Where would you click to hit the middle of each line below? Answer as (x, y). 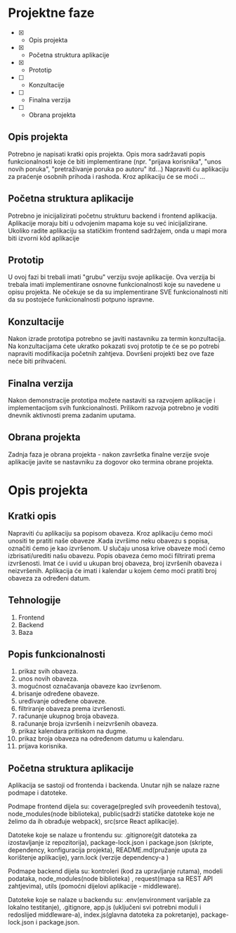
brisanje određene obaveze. (59, 694)
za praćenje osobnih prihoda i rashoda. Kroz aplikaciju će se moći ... (107, 176)
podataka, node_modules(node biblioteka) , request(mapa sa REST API (111, 879)
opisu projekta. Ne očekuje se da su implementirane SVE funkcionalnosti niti (118, 292)
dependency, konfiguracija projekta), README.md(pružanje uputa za (107, 850)
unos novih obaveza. (48, 679)
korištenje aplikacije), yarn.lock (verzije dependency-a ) (88, 858)
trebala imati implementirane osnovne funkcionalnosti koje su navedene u (114, 285)
